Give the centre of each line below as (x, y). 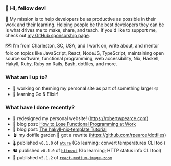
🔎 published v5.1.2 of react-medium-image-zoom (62, 157)
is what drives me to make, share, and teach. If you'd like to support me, (81, 30)
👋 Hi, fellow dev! (26, 8)
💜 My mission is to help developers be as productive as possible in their (81, 19)
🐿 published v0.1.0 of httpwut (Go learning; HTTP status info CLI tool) (87, 150)
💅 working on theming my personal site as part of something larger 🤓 (85, 88)
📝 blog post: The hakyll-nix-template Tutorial (59, 129)
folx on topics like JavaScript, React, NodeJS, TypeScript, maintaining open (85, 53)
